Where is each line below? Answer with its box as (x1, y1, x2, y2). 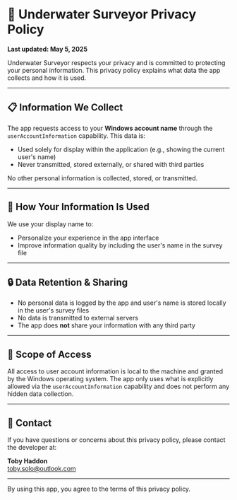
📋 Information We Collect (7, 102, 123, 114)
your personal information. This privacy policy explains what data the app (7, 66, 221, 74)
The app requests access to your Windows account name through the (7, 124, 213, 132)
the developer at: (7, 443, 57, 451)
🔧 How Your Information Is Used (7, 201, 150, 213)
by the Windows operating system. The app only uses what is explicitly (7, 375, 214, 383)
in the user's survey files (17, 306, 90, 315)
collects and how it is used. (7, 74, 87, 82)
